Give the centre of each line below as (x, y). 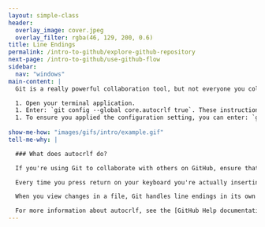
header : (21, 23)
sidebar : (22, 67)
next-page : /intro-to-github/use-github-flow (84, 60)
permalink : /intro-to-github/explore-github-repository (102, 52)
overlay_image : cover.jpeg (60, 30)
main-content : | (35, 81)
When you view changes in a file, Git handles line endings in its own (136, 197)
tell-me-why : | (33, 140)
